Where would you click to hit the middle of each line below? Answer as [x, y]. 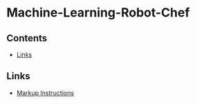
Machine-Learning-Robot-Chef [98, 13]
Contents [27, 38]
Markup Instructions [45, 93]
